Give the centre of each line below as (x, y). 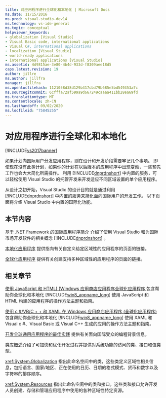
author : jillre (21, 74)
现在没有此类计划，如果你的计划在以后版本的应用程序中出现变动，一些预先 (85, 167)
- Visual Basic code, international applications (57, 42)
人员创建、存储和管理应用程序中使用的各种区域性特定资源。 (66, 391)
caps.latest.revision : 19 (32, 70)
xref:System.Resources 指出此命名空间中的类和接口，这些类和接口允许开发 (81, 384)
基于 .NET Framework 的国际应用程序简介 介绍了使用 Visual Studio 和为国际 (82, 232)
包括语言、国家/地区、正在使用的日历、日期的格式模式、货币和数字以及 (86, 367)
